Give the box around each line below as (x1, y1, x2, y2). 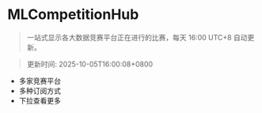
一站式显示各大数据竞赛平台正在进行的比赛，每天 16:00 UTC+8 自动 (26, 32, 248, 42)
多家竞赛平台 (18, 76, 61, 85)
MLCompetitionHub (7, 6, 139, 24)
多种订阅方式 (18, 85, 61, 96)
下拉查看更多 (18, 96, 61, 105)
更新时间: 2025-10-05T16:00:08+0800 (26, 59, 154, 69)
